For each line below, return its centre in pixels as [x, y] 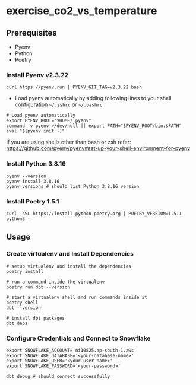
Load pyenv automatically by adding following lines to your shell [93, 98]
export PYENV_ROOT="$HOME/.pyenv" [49, 121]
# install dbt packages [36, 318]
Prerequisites [31, 33]
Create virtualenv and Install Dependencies [70, 254]
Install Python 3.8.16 [36, 164]
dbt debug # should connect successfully [58, 376]
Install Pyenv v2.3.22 [37, 75]
